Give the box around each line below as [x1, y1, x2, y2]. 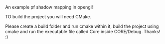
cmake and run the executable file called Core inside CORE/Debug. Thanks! [5, 29, 161, 34]
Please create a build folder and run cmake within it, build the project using [5, 23, 159, 29]
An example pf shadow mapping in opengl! [5, 4, 93, 10]
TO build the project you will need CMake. [5, 14, 91, 19]
